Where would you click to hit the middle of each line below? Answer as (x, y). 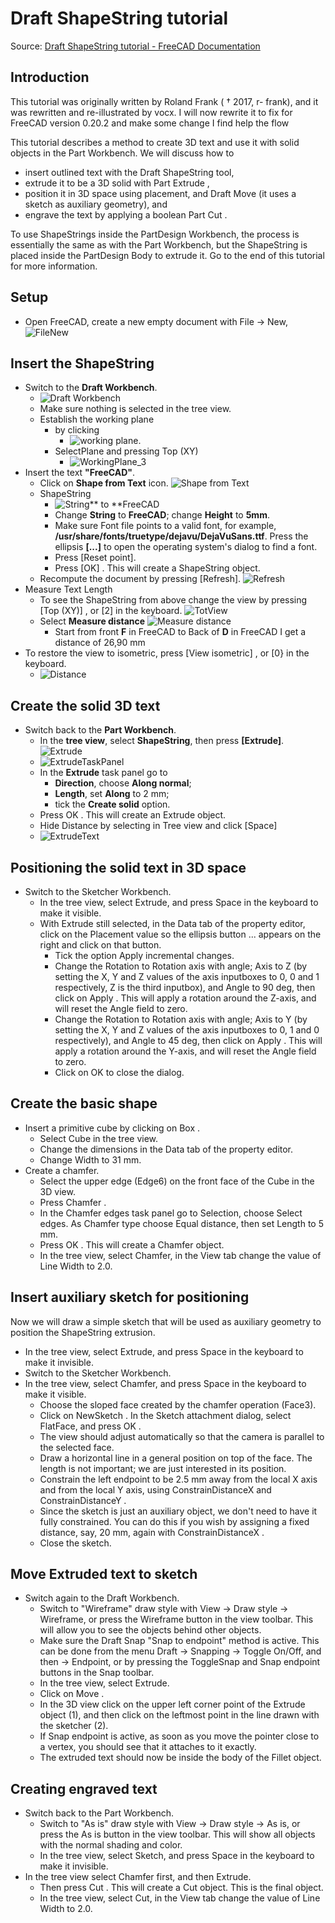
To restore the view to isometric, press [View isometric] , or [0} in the (167, 653)
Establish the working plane (97, 419)
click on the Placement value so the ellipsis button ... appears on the (180, 934)
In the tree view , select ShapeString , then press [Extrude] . (162, 741)
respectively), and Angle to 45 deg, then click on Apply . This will (188, 1040)
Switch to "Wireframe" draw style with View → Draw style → (164, 1609)
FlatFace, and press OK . (90, 1426)
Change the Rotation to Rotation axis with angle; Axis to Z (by (181, 966)
